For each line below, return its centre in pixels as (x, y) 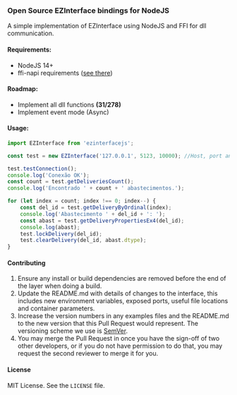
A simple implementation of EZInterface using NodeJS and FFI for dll (107, 26)
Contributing (26, 262)
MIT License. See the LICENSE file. (56, 385)
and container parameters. (56, 308)
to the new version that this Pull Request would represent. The (108, 324)
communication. (31, 33)
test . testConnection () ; (42, 169)
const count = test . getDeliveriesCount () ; (71, 182)
